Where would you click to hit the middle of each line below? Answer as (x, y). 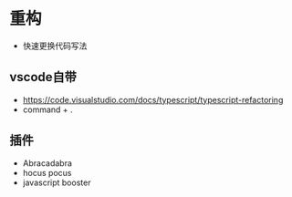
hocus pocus (47, 172)
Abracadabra (47, 163)
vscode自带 (43, 77)
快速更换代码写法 (55, 46)
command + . (47, 109)
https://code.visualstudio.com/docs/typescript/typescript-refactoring (153, 99)
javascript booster (57, 182)
